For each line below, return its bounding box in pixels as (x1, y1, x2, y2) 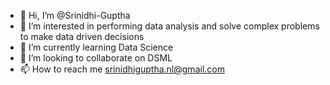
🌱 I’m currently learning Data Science (19, 41, 174, 53)
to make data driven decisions (19, 31, 145, 42)
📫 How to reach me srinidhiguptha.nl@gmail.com (19, 63, 225, 75)
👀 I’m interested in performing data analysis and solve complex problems (19, 20, 320, 32)
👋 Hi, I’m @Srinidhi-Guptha (19, 10, 131, 21)
